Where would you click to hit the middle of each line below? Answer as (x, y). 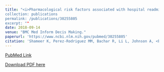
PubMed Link (18, 55)
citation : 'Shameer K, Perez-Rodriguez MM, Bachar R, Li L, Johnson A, (79, 41)
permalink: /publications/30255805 (41, 18)
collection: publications (31, 14)
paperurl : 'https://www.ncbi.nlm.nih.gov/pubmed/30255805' (66, 37)
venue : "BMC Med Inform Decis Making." (46, 32)
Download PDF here (25, 64)
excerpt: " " (17, 23)
